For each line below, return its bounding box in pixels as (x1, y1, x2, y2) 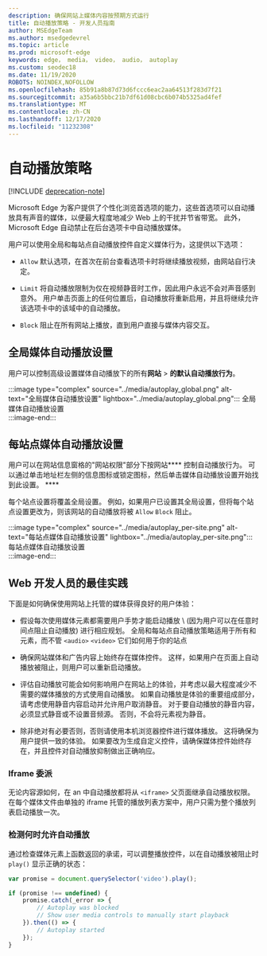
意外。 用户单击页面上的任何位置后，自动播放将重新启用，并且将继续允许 (19, 293, 259, 302)
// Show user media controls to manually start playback (37, 911, 229, 919)
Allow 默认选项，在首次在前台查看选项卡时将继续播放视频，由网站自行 (19, 256, 249, 266)
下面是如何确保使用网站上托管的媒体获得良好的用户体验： (8, 599, 196, 609)
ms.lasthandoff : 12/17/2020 (8, 115, 102, 123)
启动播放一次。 (14, 807, 64, 817)
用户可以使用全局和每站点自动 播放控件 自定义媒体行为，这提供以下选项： (8, 240, 245, 249)
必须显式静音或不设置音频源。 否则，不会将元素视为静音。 (19, 709, 211, 719)
